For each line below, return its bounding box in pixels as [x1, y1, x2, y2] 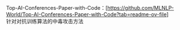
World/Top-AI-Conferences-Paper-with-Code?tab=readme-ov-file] [6, 11, 169, 18]
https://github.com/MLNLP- [107, 5, 175, 11]
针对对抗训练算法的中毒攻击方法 [6, 18, 84, 24]
